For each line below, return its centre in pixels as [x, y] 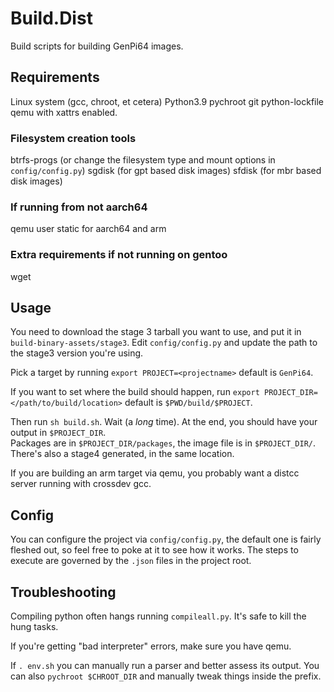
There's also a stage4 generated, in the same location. [122, 454]
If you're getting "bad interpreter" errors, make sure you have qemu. [151, 646]
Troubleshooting [63, 592]
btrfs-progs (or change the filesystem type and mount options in [143, 160]
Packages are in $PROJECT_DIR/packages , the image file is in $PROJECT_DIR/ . [163, 443]
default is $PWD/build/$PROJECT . [188, 403]
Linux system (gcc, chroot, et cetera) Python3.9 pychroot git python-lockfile [167, 101]
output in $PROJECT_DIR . [58, 433]
